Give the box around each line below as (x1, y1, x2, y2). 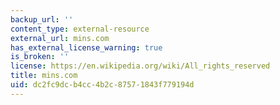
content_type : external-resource (10, 24, 150, 34)
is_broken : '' (10, 52, 70, 62)
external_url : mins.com (10, 33, 110, 43)
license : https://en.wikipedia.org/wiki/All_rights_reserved (10, 61, 271, 71)
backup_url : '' (10, 14, 74, 25)
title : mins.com (10, 71, 78, 81)
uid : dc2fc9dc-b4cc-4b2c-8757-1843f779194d (10, 80, 195, 90)
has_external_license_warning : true (10, 42, 163, 53)
